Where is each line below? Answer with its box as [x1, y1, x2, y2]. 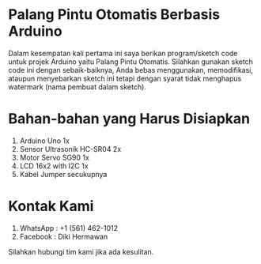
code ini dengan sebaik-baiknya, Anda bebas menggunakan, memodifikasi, [8, 65, 254, 74]
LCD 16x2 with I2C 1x [19, 160, 89, 171]
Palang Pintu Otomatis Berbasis [8, 6, 220, 24]
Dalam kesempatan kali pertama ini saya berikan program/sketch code [8, 48, 238, 58]
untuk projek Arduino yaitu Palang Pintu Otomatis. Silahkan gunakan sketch [8, 57, 253, 66]
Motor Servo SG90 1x [19, 153, 89, 162]
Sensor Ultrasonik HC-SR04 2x [19, 144, 122, 153]
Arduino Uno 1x [19, 136, 70, 145]
